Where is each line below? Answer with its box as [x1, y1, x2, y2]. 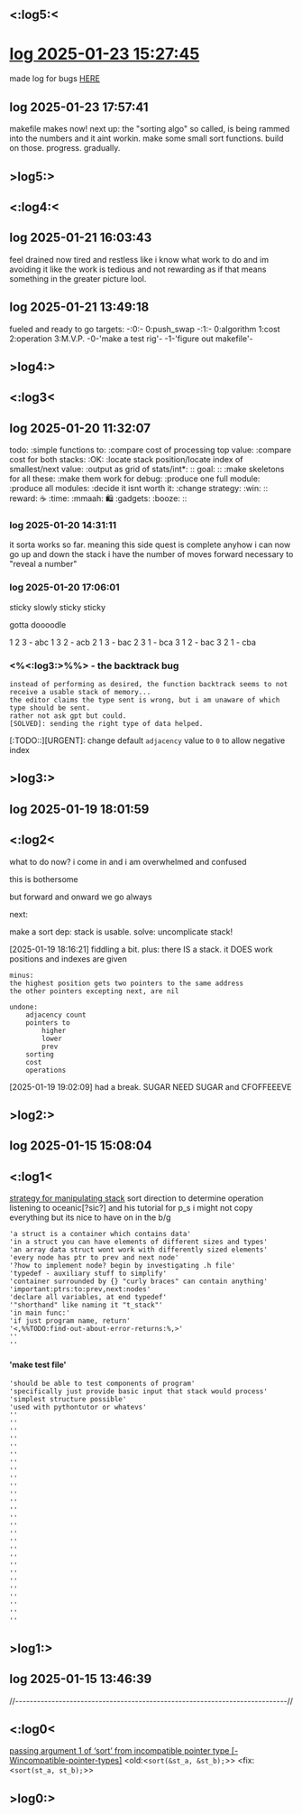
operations [25, 1066, 67, 1075]
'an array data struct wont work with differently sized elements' [9, 1245, 269, 1254]
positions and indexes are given [9, 953, 128, 964]
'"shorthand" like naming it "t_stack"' [9, 1300, 164, 1310]
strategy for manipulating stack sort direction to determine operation [9, 1193, 264, 1204]
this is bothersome [9, 873, 78, 884]
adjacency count [25, 1010, 87, 1019]
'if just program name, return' [9, 1317, 131, 1326]
